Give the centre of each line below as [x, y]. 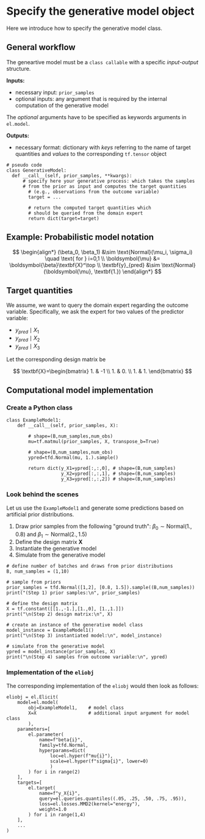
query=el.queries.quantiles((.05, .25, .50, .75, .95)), [113, 799]
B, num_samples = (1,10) [38, 572]
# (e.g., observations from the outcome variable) [94, 192]
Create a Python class [40, 408]
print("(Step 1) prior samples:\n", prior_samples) [73, 593]
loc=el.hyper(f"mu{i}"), [81, 756]
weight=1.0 [53, 809]
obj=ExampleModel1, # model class [76, 708]
